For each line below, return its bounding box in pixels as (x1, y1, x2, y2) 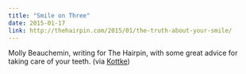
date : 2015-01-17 (8, 19, 66, 27)
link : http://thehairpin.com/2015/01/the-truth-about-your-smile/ (8, 26, 233, 34)
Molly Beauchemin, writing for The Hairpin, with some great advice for (8, 49, 238, 58)
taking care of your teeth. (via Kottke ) (8, 56, 131, 66)
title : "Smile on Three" (8, 11, 90, 20)
